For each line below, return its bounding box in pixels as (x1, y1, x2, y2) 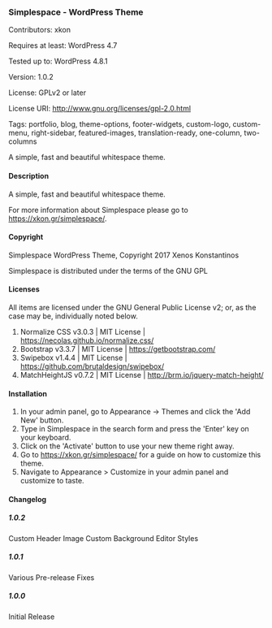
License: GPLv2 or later (8, 88, 87, 97)
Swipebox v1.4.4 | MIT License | (19, 353, 127, 362)
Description (8, 171, 50, 180)
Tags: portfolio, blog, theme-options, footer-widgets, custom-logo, (8, 119, 231, 129)
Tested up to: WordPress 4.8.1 (8, 56, 108, 67)
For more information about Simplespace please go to (8, 205, 188, 214)
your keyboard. (19, 433, 71, 443)
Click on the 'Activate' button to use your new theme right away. (19, 441, 235, 451)
